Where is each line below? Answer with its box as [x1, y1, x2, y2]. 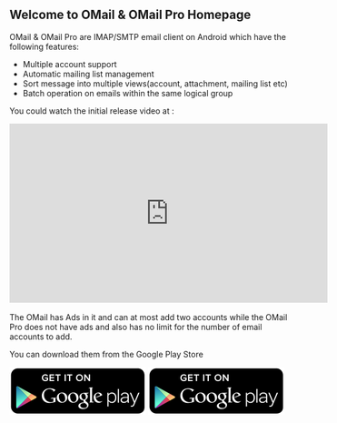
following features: [9, 41, 80, 52]
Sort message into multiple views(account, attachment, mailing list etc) [22, 77, 288, 89]
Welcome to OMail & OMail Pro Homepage [9, 7, 252, 23]
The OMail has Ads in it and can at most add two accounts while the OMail [9, 311, 288, 322]
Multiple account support [22, 58, 117, 69]
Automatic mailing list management [22, 68, 154, 79]
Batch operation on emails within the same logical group [22, 87, 233, 98]
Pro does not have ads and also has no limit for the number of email [9, 321, 263, 332]
